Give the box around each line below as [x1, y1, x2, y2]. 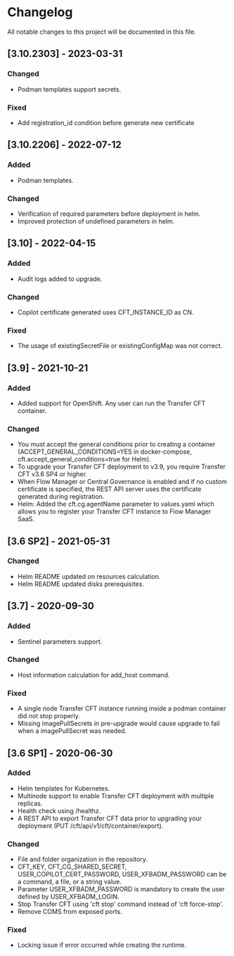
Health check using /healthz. [17, 806, 101, 815]
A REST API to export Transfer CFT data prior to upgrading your [17, 814, 202, 822]
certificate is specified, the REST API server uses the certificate [17, 485, 202, 493]
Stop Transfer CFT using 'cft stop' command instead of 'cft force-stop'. [17, 900, 223, 908]
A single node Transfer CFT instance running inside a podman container [17, 704, 226, 713]
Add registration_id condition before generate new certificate [17, 118, 195, 127]
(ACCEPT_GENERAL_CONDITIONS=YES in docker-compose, [17, 447, 192, 456]
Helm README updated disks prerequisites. [17, 580, 144, 588]
